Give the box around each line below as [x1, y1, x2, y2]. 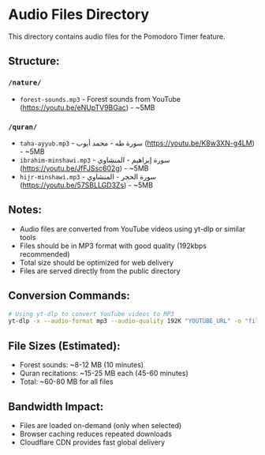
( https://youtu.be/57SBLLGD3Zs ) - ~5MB [19, 180, 154, 190]
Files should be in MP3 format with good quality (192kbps [19, 241, 207, 250]
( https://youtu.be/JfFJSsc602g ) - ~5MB [19, 164, 149, 173]
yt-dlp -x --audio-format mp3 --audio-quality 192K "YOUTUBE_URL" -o [8, 318, 242, 325]
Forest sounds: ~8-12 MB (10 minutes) [19, 360, 144, 370]
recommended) [19, 249, 70, 258]
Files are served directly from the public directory [19, 266, 181, 276]
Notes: [8, 203, 42, 216]
